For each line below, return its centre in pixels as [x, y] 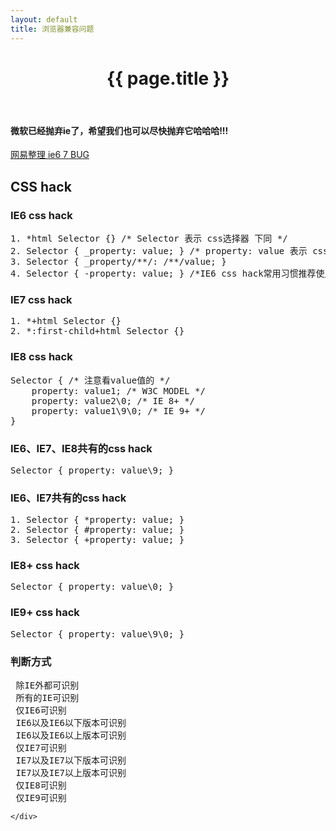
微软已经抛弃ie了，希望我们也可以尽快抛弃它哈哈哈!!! [119, 130]
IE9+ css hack [45, 613]
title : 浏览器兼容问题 [52, 29]
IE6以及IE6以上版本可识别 [71, 735]
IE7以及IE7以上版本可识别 [71, 773]
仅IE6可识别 [41, 710]
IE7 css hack [41, 299]
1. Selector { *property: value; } [97, 520]
